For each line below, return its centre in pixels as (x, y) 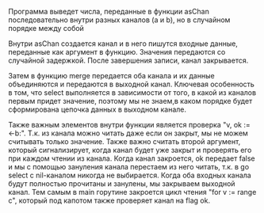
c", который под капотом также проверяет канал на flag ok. (109, 200)
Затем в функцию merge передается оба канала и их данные (112, 76)
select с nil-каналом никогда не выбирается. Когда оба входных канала (130, 175)
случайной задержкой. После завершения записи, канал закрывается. (128, 60)
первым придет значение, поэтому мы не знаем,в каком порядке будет (130, 101)
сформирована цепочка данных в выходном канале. (98, 109)
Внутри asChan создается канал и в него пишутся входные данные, (123, 44)
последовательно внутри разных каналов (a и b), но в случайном (119, 20)
